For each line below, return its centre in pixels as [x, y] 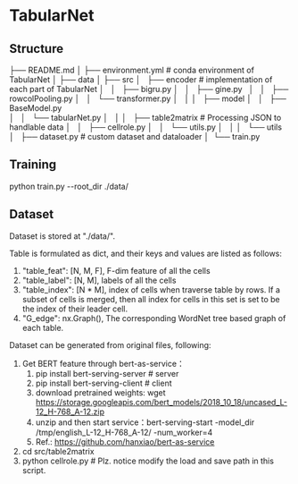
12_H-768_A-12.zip [70, 412]
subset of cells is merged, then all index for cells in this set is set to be [151, 299]
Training [33, 165]
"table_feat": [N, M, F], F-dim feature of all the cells [116, 270]
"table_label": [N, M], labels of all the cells [99, 280]
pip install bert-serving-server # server [107, 373]
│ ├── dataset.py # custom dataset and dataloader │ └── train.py [135, 136]
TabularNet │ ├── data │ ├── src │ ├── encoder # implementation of [141, 80]
